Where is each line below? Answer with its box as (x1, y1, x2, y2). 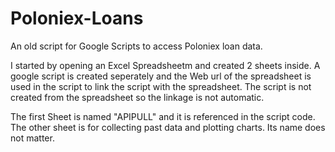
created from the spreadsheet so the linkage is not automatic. (10, 91, 265, 103)
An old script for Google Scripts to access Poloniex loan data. (10, 40, 263, 52)
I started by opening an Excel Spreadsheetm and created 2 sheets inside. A (10, 59, 321, 71)
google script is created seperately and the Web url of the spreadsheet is (10, 70, 312, 82)
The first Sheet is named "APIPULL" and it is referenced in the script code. (10, 110, 316, 122)
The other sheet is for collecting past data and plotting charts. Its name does (10, 121, 326, 133)
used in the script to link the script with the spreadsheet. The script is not (10, 80, 312, 92)
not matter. (10, 132, 55, 144)
